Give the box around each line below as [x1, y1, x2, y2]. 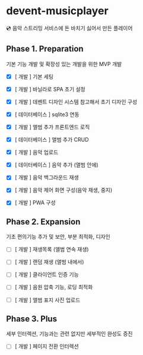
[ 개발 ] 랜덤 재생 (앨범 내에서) [14, 258, 84, 266]
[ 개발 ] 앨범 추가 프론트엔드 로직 [14, 123, 90, 130]
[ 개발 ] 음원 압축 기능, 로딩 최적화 [14, 283, 93, 291]
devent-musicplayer [6, 4, 109, 18]
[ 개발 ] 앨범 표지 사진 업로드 [14, 296, 81, 303]
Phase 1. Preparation [6, 44, 84, 54]
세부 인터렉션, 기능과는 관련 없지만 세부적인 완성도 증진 [6, 330, 133, 337]
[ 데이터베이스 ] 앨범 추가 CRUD [14, 136, 89, 143]
